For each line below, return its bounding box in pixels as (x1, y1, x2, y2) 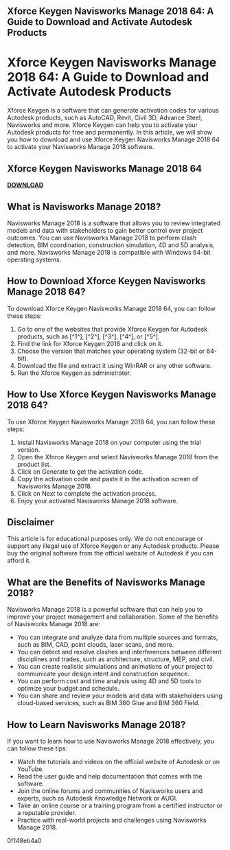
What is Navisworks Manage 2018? (7, 200, 161, 212)
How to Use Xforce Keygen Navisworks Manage (7, 389, 216, 400)
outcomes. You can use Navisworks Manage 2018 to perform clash (7, 233, 197, 242)
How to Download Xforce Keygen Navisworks (7, 275, 206, 287)
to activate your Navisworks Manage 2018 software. (7, 143, 154, 151)
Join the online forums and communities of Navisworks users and (16, 787, 203, 795)
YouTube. (16, 765, 45, 773)
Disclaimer (7, 516, 54, 528)
